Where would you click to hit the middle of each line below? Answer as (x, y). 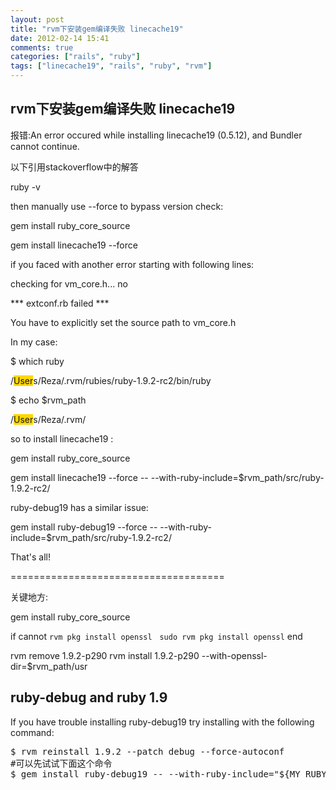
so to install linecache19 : (62, 438)
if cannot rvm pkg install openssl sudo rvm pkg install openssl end (156, 636)
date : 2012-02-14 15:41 (60, 38)
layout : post (37, 19)
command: (32, 732)
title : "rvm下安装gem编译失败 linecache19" (97, 29)
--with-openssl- (234, 655)
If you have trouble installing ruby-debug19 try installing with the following (162, 722)
